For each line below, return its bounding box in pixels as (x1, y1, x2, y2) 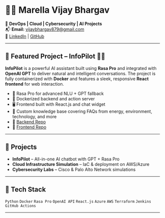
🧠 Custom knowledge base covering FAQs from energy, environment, (12, 108, 152, 114)
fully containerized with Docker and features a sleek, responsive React (5, 76, 149, 82)
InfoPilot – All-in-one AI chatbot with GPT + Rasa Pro (12, 156, 120, 162)
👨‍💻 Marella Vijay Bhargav (5, 4, 110, 16)
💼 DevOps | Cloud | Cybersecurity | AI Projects (5, 21, 102, 27)
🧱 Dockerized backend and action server (12, 95, 95, 101)
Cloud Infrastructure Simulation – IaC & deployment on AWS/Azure (12, 161, 150, 167)
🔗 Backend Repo (12, 119, 46, 125)
